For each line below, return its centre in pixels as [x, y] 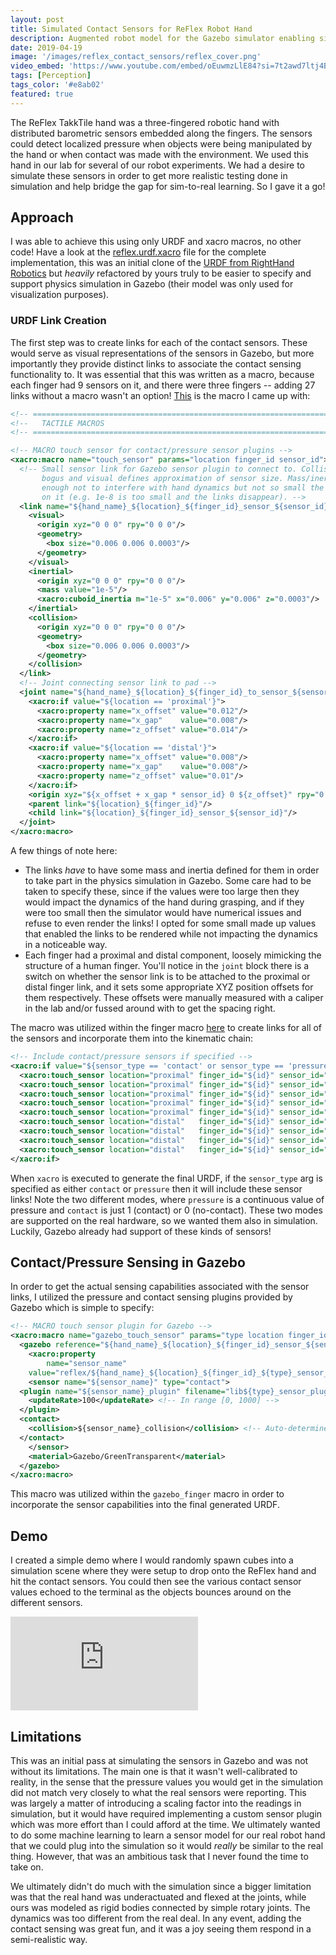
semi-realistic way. [49, 1939]
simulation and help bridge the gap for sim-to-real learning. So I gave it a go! [168, 186]
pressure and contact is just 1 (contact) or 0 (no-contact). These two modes [166, 1210]
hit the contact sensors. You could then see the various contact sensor [156, 1582]
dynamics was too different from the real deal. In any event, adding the [156, 1918]
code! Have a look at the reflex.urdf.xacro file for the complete [138, 252]
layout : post [37, 19]
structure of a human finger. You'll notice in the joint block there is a [167, 966]
